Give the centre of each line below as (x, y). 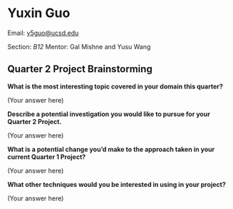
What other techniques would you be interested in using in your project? (117, 184)
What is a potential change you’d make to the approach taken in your (111, 149)
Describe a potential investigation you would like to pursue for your (109, 114)
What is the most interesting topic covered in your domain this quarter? (115, 86)
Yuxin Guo (39, 13)
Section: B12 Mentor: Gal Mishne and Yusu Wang (79, 46)
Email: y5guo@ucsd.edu (43, 33)
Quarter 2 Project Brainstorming (80, 69)
